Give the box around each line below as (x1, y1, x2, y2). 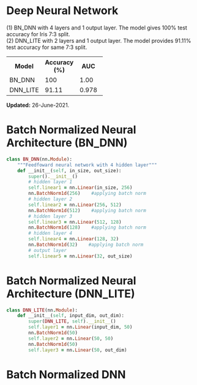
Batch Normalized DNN (6, 367, 126, 381)
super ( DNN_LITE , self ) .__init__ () (28, 318, 116, 325)
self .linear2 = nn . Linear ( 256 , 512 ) (28, 202, 122, 208)
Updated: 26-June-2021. (6, 101, 70, 109)
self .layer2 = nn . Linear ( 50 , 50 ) (28, 335, 114, 341)
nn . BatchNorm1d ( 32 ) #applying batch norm (28, 242, 144, 248)
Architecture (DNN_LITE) (6, 286, 136, 300)
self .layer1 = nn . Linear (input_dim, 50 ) (28, 324, 133, 330)
